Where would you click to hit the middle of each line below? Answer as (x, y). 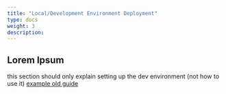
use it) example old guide (43, 84)
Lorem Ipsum (36, 60)
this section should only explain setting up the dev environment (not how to (113, 76)
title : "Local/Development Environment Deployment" (82, 13)
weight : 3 (21, 26)
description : (26, 32)
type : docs (23, 20)
